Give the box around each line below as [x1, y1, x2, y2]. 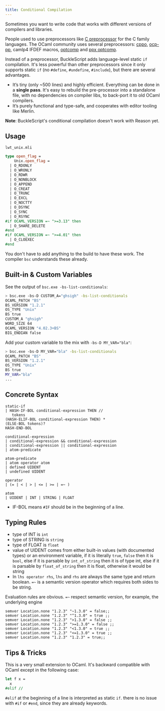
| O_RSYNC [9, 214, 30, 219]
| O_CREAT [9, 186, 30, 192]
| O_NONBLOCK [9, 177, 37, 182]
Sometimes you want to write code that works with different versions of [5, 21, 152, 27]
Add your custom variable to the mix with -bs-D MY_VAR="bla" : [5, 339, 132, 345]
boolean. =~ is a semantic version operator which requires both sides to [12, 579, 159, 585]
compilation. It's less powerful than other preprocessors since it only [5, 61, 146, 67]
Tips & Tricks [5, 648, 47, 657]
